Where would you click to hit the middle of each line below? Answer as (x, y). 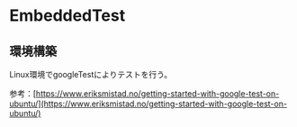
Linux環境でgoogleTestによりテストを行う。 (91, 74)
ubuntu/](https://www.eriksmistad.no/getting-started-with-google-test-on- (148, 104)
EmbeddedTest (67, 16)
